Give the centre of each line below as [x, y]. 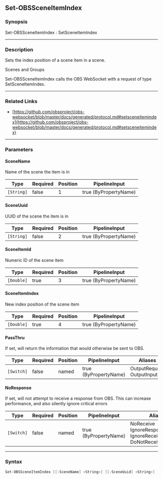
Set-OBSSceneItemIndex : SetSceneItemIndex [51, 32]
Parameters [19, 150]
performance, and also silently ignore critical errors [56, 404]
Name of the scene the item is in [37, 172]
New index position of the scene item [42, 304]
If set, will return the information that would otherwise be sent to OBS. [75, 348]
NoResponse [18, 388]
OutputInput [144, 375]
